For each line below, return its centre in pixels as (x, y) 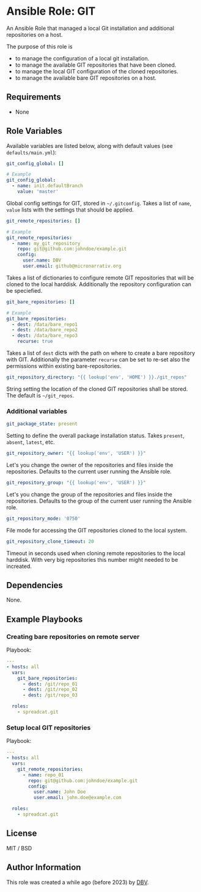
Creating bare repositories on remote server (73, 636)
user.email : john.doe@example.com (77, 798)
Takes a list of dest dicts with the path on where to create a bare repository (101, 353)
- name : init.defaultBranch (48, 186)
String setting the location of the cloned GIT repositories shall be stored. (97, 389)
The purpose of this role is (40, 46)
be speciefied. (24, 290)
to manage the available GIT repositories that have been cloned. (96, 65)
